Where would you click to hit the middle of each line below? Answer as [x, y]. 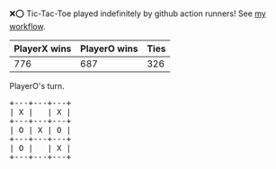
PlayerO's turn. [37, 86]
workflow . [27, 27]
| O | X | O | [40, 130]
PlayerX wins [43, 49]
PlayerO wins [109, 49]
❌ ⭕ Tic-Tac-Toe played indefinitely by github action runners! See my [138, 13]
